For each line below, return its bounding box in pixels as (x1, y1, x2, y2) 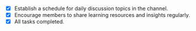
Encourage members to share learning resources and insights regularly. (14, 12, 190, 19)
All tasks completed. (14, 18, 65, 25)
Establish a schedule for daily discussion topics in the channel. (14, 5, 168, 12)
